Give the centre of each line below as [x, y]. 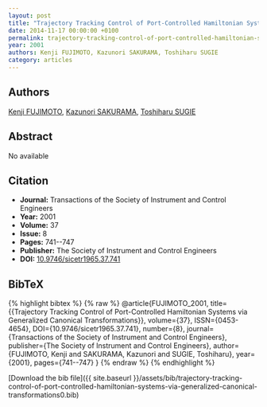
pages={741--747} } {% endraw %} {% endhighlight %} [124, 362]
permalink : [26, 38]
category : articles [41, 61]
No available [29, 155]
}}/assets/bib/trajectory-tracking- [188, 378]
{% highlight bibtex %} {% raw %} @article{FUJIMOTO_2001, [108, 303]
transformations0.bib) [44, 395]
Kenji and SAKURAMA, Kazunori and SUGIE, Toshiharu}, [143, 354]
